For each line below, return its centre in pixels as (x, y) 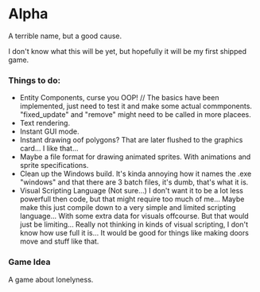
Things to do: (35, 80)
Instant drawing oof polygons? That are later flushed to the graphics (131, 140)
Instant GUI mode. (49, 131)
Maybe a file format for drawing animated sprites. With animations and (135, 157)
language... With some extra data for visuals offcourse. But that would (134, 216)
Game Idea (29, 262)
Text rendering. (45, 123)
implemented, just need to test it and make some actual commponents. (136, 106)
